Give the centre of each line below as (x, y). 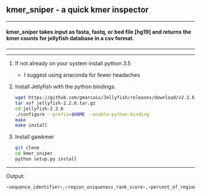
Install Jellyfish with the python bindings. (65, 87)
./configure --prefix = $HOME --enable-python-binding (82, 114)
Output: (16, 176)
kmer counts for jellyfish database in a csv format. (70, 38)
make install (31, 125)
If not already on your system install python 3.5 (73, 63)
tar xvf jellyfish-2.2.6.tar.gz (55, 103)
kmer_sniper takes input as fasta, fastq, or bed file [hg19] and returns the (99, 32)
